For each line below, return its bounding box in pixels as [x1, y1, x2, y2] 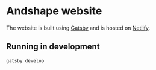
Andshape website [6, 4, 102, 18]
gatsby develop [6, 57, 45, 64]
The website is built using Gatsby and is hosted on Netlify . [6, 24, 151, 31]
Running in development [6, 42, 101, 52]
